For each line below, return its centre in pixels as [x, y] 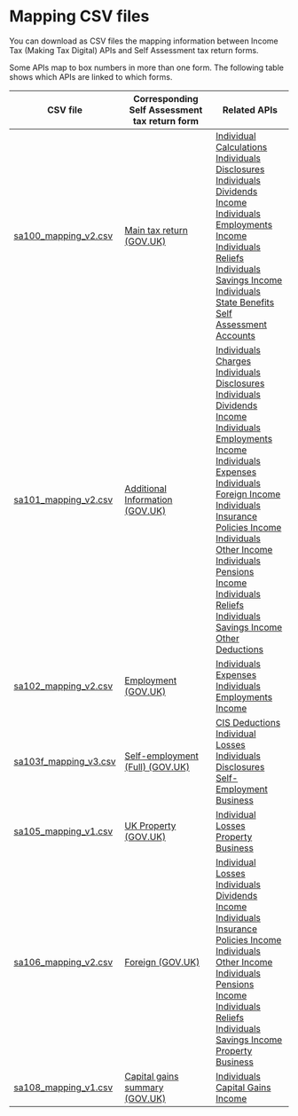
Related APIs [250, 110]
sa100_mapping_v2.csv [63, 235]
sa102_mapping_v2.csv [63, 686]
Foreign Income [248, 494]
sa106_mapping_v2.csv [63, 962]
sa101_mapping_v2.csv [63, 499]
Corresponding [165, 98]
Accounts [235, 335]
